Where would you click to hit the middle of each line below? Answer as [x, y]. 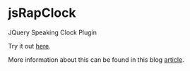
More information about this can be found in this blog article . [96, 59]
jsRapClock [42, 13]
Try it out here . [30, 46]
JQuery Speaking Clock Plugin [53, 32]
